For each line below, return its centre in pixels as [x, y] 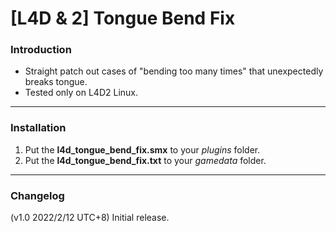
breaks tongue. [56, 82]
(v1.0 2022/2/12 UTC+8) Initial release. [90, 218]
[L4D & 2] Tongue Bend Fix [123, 18]
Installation [38, 128]
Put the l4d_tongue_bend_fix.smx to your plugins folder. [142, 149]
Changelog [37, 195]
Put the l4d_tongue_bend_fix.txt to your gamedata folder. [145, 160]
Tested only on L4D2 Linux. [81, 93]
